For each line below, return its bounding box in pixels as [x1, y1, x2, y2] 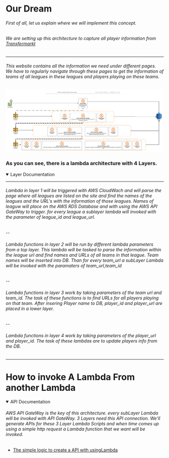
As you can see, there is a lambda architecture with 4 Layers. [6, 160, 157, 167]
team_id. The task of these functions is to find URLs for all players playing [6, 294, 159, 301]
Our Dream [6, 3, 52, 15]
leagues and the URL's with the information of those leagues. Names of [6, 198, 154, 204]
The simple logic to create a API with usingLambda [13, 447, 118, 453]
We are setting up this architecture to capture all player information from [6, 36, 156, 42]
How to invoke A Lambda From [6, 371, 135, 383]
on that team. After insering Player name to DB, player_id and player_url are [6, 300, 162, 306]
